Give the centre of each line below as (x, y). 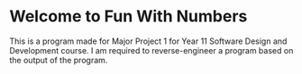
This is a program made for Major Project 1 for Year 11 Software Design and (148, 41)
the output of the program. (59, 60)
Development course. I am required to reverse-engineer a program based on (151, 50)
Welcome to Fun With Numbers (128, 16)
